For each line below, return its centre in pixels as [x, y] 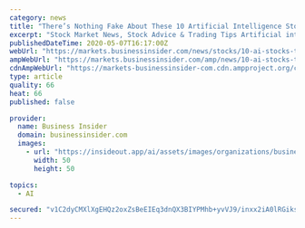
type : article [36, 77]
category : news [38, 18]
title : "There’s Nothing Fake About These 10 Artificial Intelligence [146, 26]
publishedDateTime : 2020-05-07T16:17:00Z [89, 43]
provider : [28, 119]
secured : [26, 210]
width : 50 [52, 160]
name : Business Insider [62, 127]
